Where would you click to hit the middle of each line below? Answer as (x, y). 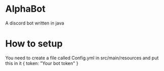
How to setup (34, 44)
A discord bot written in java (35, 23)
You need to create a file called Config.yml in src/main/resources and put (82, 58)
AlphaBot (25, 9)
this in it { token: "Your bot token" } (42, 63)
